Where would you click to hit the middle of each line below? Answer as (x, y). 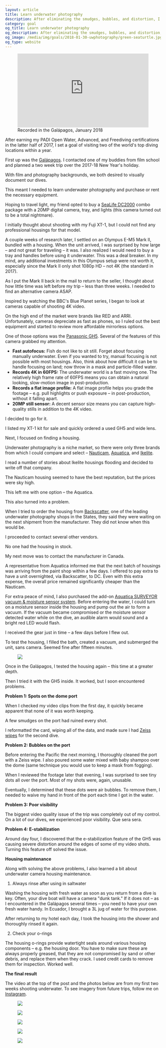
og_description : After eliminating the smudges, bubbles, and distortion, (84, 33)
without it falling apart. (35, 399)
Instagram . (16, 994)
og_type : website (23, 42)
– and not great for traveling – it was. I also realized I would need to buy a (80, 250)
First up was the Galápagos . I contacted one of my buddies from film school (82, 160)
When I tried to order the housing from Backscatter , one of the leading (77, 511)
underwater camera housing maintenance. (48, 874)
